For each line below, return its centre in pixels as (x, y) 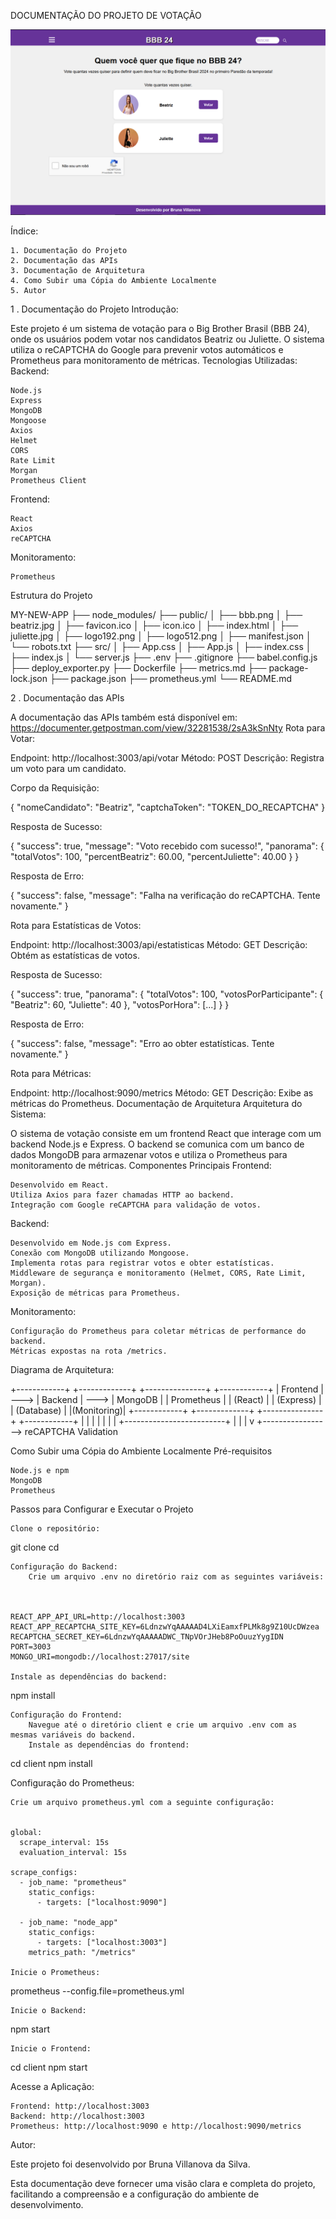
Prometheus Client (48, 481)
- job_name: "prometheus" (73, 1883)
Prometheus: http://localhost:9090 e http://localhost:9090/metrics (156, 2126)
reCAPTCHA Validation (71, 1432)
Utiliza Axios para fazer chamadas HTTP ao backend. (122, 1195)
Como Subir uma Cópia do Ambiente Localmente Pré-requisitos (141, 1451)
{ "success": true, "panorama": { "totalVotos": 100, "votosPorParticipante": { (167, 994)
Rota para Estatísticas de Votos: (76, 926)
